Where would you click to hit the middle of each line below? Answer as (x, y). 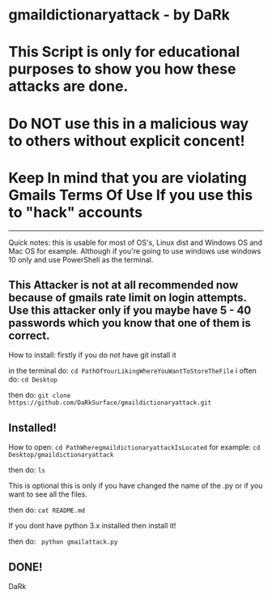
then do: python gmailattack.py (63, 541)
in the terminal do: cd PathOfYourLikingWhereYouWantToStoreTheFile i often (133, 371)
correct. (29, 335)
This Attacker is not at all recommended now (123, 285)
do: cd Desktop (33, 379)
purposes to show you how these (122, 69)
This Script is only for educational (124, 52)
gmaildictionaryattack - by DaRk (119, 15)
